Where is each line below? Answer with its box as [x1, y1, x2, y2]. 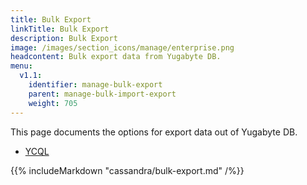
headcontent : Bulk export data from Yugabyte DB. [10, 52, 222, 62]
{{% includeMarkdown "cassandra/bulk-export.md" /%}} [10, 164, 245, 176]
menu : [10, 61, 33, 71]
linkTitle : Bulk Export [10, 24, 110, 34]
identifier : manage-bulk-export [28, 80, 163, 90]
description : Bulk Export [10, 33, 118, 43]
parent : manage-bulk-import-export [28, 89, 177, 99]
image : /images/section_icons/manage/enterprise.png [10, 42, 235, 53]
